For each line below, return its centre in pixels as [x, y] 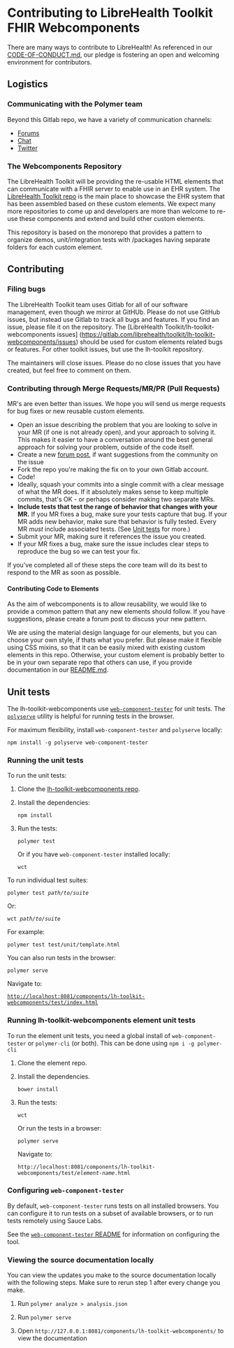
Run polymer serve [44, 1317]
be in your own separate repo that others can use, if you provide [100, 662]
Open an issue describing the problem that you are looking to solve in [117, 424]
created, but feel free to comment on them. [69, 370]
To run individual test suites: [48, 880]
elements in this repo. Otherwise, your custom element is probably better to [116, 655]
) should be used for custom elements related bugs [149, 342]
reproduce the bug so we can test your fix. [79, 551]
